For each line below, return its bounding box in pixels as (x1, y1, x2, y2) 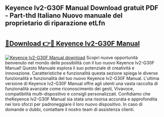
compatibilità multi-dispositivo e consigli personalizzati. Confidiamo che (5, 91, 151, 97)
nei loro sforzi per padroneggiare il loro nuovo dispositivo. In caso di (5, 101, 143, 107)
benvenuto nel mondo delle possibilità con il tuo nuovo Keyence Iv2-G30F (5, 60, 155, 65)
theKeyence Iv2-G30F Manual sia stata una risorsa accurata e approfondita (5, 96, 158, 102)
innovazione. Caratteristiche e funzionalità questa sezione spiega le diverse (5, 70, 158, 76)
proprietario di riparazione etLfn (5, 19, 106, 27)
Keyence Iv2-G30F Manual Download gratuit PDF (5, 4, 159, 12)
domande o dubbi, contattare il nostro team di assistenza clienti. (5, 107, 135, 112)
